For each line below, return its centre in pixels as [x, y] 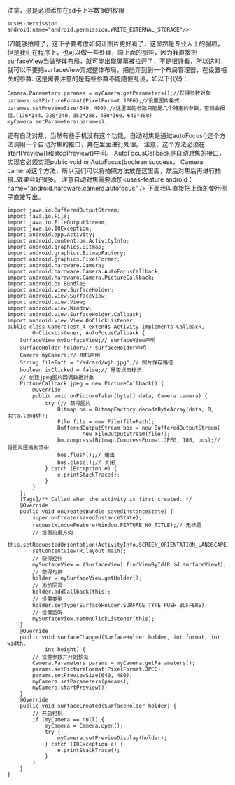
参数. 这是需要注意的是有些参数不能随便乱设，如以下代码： [104, 78]
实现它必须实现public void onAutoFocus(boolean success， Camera [105, 162]
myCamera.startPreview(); [70, 688]
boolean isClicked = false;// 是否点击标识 [81, 370]
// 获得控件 [48, 559]
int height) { [65, 650]
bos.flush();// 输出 [86, 455]
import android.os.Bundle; [47, 284]
